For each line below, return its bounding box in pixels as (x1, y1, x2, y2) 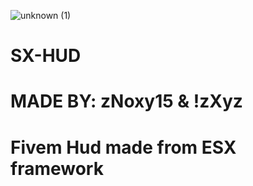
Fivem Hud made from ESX (10, 136, 237, 159)
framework (10, 157, 104, 180)
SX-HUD (10, 45, 82, 67)
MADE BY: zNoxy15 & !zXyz (10, 90, 243, 113)
